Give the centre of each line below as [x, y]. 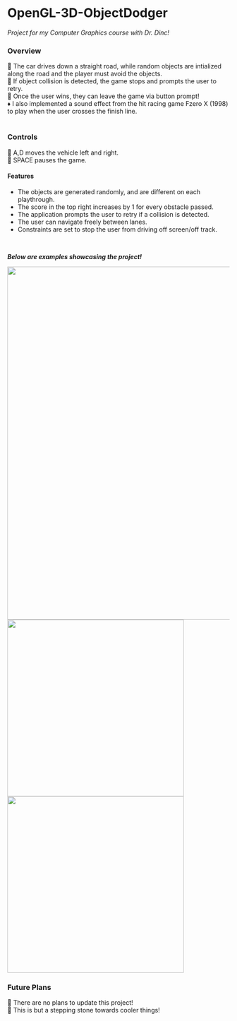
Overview [24, 51]
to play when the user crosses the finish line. [72, 112]
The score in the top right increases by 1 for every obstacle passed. [115, 207]
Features [20, 176]
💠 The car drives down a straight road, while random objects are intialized [115, 66]
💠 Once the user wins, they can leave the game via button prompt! [103, 96]
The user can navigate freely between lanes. [82, 222]
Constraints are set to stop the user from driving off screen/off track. [117, 229]
